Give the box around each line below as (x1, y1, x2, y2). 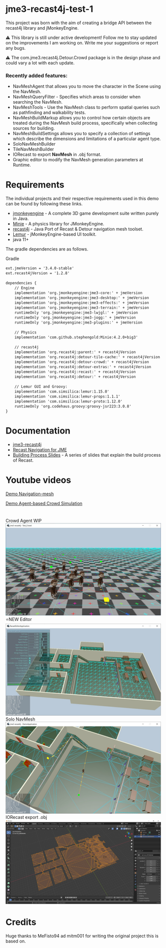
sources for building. (12, 125, 55, 131)
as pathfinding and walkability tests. (12, 109, 86, 115)
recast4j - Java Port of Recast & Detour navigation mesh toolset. (12, 226, 143, 232)
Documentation (5, 425, 71, 437)
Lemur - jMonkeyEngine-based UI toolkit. (12, 231, 97, 237)
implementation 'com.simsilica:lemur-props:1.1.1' (14, 394, 121, 399)
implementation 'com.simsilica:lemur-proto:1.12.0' (14, 399, 123, 404)
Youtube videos (5, 474, 71, 486)
